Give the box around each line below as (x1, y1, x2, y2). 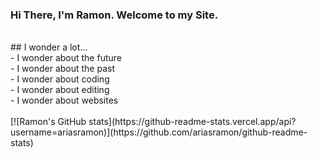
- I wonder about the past (10, 63, 116, 75)
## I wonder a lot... (10, 41, 88, 53)
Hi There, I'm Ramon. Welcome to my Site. (10, 8, 219, 22)
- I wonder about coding (10, 73, 110, 85)
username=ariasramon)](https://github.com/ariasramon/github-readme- (10, 126, 308, 138)
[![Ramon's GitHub (10, 116, 87, 128)
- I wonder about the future (10, 52, 122, 64)
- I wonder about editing (10, 84, 110, 96)
